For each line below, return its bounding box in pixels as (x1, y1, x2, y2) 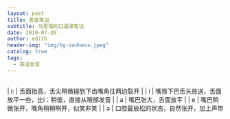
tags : (7, 55, 23, 62)
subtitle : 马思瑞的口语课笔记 (7, 23, 84, 29)
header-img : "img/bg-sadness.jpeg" (7, 42, 109, 49)
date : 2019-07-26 (7, 29, 57, 36)
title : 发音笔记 (7, 16, 49, 23)
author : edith (7, 36, 48, 42)
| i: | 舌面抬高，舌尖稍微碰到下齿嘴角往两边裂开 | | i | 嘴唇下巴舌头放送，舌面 (7, 87, 222, 96)
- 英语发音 (13, 61, 41, 68)
